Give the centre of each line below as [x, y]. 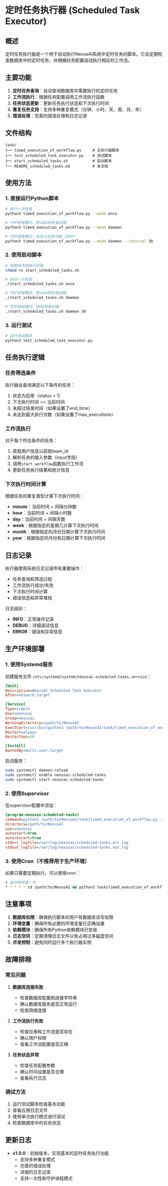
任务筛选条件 [21, 373]
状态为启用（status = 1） [38, 395]
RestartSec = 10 [20, 737]
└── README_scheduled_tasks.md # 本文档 [57, 166]
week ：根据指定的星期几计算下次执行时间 [55, 526]
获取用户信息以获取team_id [40, 451]
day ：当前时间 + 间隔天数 [39, 519]
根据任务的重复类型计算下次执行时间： [44, 496]
